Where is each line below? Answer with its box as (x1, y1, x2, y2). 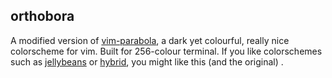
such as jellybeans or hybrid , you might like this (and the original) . (10, 55, 284, 68)
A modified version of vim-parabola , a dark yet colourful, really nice (10, 34, 290, 46)
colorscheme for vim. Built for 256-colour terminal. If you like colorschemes (10, 45, 323, 57)
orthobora (10, 8, 75, 25)
